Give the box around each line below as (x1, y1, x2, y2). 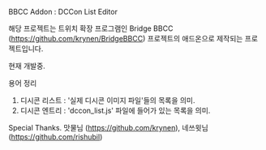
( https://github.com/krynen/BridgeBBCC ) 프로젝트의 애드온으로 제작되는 (8, 34, 243, 43)
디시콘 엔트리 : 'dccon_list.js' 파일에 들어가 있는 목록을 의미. (19, 105, 211, 115)
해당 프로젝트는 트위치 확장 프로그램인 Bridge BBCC (8, 24, 174, 33)
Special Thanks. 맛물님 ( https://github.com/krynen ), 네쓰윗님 (8, 123, 208, 132)
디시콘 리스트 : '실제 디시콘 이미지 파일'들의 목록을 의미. (19, 96, 195, 105)
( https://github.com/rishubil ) (8, 132, 103, 141)
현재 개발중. (8, 61, 46, 71)
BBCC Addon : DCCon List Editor (8, 7, 118, 16)
